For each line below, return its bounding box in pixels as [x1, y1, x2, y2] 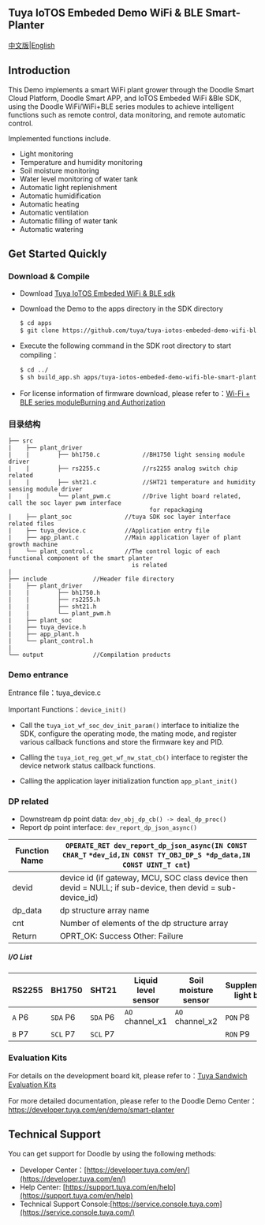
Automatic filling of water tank [19, 216, 118, 226]
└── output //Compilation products [8, 651, 171, 659]
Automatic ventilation [19, 207, 89, 217]
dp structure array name [59, 905, 150, 916]
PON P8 [225, 1011, 250, 1022]
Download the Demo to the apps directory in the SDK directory [19, 304, 223, 314]
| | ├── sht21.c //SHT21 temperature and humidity [8, 479, 256, 487]
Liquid [133, 974, 159, 985]
